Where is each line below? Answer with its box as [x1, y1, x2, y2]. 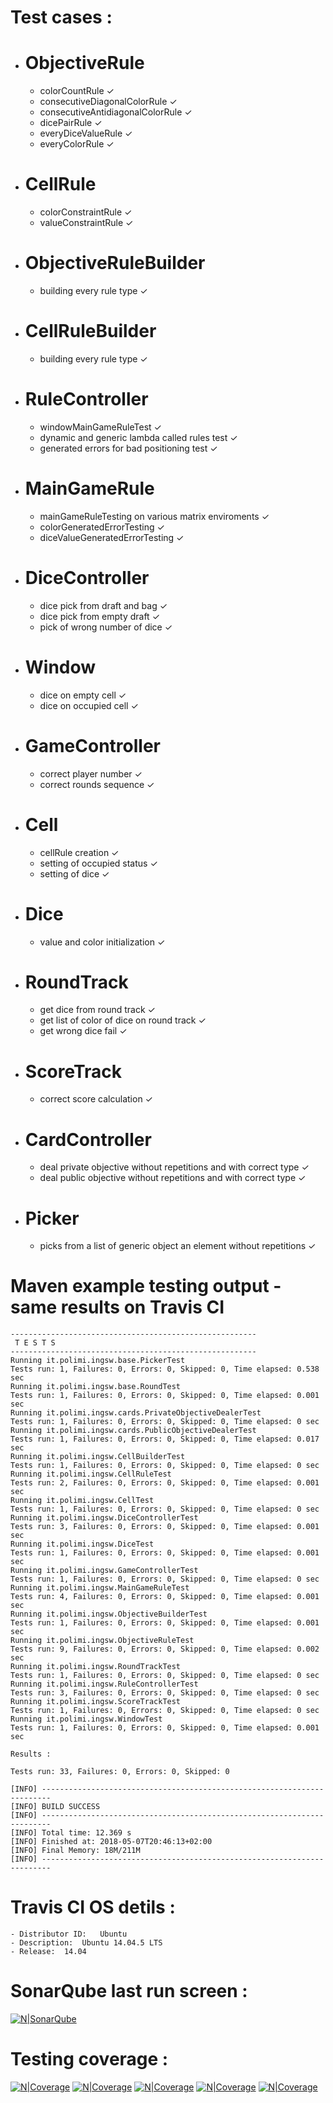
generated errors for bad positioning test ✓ [39, 442, 218, 454]
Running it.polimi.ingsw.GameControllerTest [10, 1566, 199, 1576]
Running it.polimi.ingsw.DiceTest [10, 1539, 155, 1550]
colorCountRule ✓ [39, 85, 115, 97]
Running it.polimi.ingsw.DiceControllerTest [10, 1513, 199, 1523]
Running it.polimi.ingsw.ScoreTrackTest [10, 1697, 182, 1707]
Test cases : [10, 6, 113, 29]
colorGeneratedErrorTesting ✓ [39, 521, 165, 533]
